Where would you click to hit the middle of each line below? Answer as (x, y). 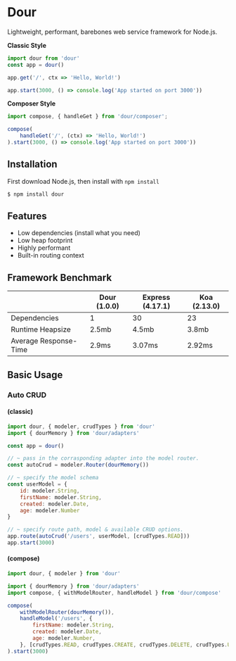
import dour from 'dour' (44, 58)
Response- (59, 341)
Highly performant (44, 248)
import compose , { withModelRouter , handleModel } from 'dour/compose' (114, 593)
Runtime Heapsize (41, 329)
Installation (32, 164)
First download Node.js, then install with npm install (83, 181)
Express (157, 298)
